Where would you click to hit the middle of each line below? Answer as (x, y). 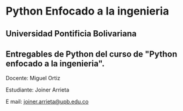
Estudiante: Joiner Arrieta (38, 90)
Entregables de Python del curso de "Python (91, 54)
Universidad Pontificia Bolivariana (71, 34)
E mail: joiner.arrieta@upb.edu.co (47, 102)
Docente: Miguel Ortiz (33, 78)
